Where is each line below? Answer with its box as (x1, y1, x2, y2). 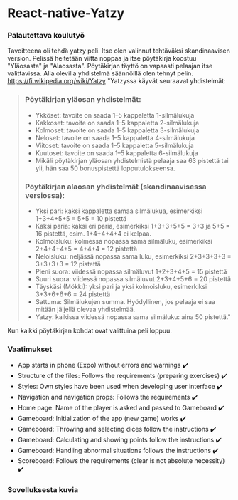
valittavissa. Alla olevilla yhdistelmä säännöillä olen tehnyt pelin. (7, 69, 194, 78)
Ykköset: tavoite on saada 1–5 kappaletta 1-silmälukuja (35, 110, 195, 119)
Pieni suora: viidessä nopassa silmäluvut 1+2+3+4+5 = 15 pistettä (35, 267, 227, 276)
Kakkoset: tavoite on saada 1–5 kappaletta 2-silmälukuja (35, 118, 200, 127)
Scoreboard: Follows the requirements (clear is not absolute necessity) (17, 457, 225, 465)
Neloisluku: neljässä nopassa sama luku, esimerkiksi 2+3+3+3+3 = (35, 252, 232, 261)
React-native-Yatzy (7, 5, 125, 21)
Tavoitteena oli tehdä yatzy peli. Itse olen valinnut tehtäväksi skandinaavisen (7, 46, 231, 55)
